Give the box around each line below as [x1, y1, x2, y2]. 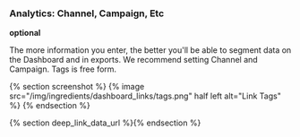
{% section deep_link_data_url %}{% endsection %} [9, 117, 201, 128]
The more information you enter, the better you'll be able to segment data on [9, 45, 292, 56]
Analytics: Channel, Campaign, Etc [9, 7, 165, 20]
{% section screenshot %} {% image [9, 81, 145, 92]
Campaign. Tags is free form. [9, 64, 117, 74]
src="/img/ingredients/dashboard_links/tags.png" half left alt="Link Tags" [9, 90, 282, 101]
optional [9, 28, 41, 39]
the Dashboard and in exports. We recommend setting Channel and [9, 55, 258, 65]
